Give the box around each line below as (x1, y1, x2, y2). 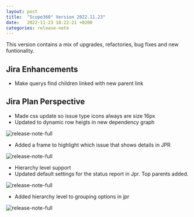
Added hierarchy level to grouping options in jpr (14, 193, 130, 200)
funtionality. (6, 48, 35, 55)
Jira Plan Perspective (6, 97, 85, 107)
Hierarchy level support (14, 164, 71, 171)
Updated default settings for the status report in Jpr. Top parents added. (14, 170, 189, 177)
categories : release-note (6, 25, 69, 31)
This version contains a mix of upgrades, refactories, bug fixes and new (6, 41, 179, 48)
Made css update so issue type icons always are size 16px (14, 112, 155, 119)
